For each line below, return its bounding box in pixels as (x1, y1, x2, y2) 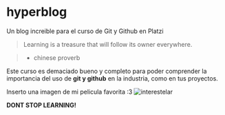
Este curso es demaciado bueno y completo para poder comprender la (6, 67, 207, 75)
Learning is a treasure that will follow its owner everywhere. (23, 40, 193, 48)
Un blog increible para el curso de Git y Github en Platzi (6, 27, 164, 35)
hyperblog (6, 4, 67, 20)
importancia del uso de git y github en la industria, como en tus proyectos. (6, 74, 218, 83)
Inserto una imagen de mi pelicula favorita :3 (6, 87, 133, 96)
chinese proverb (33, 53, 81, 62)
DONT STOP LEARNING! (6, 101, 76, 109)
